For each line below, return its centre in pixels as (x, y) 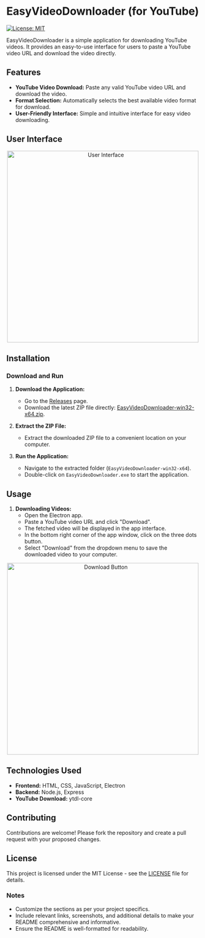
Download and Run (35, 375)
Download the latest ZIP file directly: (70, 408)
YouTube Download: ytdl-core (54, 798)
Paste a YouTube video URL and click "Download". (88, 522)
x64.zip (34, 414)
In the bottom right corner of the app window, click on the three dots (110, 535)
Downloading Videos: (43, 509)
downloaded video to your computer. (71, 555)
